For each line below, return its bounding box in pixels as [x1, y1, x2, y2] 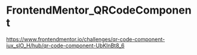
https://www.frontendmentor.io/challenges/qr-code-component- [6, 35, 165, 43]
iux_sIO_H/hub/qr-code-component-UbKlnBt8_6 [6, 42, 125, 49]
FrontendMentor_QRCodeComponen [6, 4, 192, 17]
